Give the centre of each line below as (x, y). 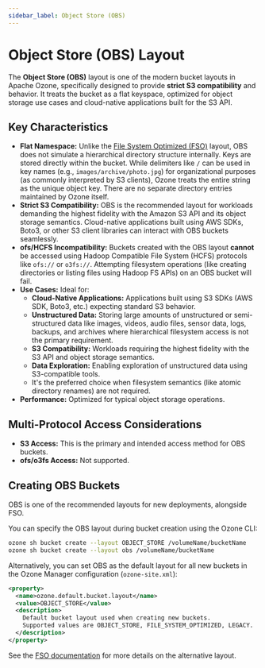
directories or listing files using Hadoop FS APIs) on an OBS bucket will (136, 273)
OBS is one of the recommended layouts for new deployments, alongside (128, 504)
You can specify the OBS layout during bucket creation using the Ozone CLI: (133, 528)
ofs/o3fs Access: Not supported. (74, 461)
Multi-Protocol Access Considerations (105, 425)
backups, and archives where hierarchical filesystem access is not (140, 332)
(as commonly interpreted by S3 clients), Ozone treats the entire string (135, 180)
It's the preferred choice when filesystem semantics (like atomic (136, 383)
